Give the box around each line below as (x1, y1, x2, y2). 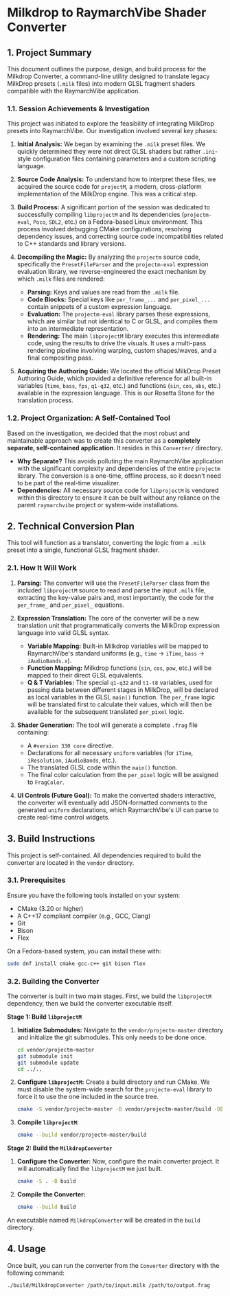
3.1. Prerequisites (7, 875, 66, 885)
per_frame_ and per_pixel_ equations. (16, 601, 125, 609)
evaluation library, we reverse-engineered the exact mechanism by (16, 268, 207, 276)
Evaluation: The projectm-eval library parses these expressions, (27, 310, 211, 319)
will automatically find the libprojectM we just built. (16, 1165, 163, 1173)
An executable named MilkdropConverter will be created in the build (7, 1216, 200, 1224)
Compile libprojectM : (16, 1118, 80, 1126)
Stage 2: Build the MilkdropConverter (7, 1144, 113, 1153)
